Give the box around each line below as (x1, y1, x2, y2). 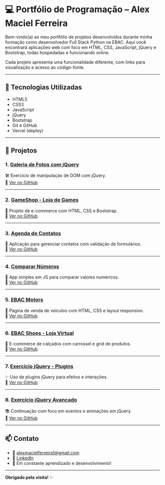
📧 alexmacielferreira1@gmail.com (12, 450, 80, 456)
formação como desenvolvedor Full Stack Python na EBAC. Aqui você (5, 39, 146, 45)
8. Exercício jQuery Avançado (5, 397, 78, 403)
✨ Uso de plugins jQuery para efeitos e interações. (5, 374, 108, 380)
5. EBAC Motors (5, 296, 43, 303)
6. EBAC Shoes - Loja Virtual (5, 330, 74, 337)
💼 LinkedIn (12, 455, 34, 461)
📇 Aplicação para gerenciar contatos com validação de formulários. (5, 241, 141, 247)
